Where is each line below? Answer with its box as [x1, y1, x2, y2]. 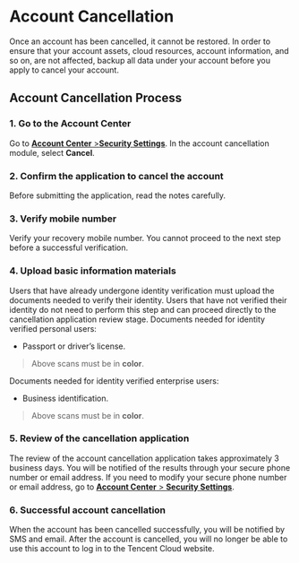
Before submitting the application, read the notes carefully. [9, 190, 226, 201]
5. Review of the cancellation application [9, 432, 190, 445]
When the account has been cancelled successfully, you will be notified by [9, 524, 285, 535]
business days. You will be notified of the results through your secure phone [9, 462, 291, 472]
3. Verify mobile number [9, 212, 117, 225]
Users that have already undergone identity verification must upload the [9, 285, 275, 296]
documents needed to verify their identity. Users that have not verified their [9, 294, 288, 306]
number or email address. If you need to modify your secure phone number [9, 472, 287, 482]
